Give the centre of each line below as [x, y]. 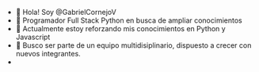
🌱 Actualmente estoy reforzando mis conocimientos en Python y [120, 29]
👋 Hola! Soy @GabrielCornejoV [66, 12]
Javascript [33, 37]
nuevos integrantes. [48, 54]
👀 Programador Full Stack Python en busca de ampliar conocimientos [129, 20]
